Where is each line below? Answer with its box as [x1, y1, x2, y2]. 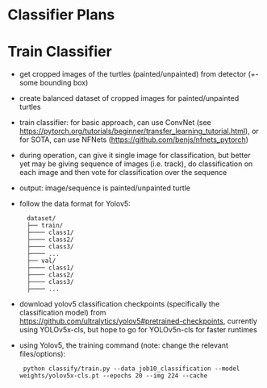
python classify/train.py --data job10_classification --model [23, 365, 240, 373]
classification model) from [19, 308, 106, 318]
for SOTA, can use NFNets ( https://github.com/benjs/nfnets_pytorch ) [19, 135, 249, 144]
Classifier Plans [7, 6, 115, 24]
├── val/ [27, 257, 56, 265]
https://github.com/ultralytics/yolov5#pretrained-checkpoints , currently [19, 316, 257, 326]
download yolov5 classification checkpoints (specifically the [19, 299, 220, 309]
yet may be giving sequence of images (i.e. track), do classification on [19, 159, 253, 169]
